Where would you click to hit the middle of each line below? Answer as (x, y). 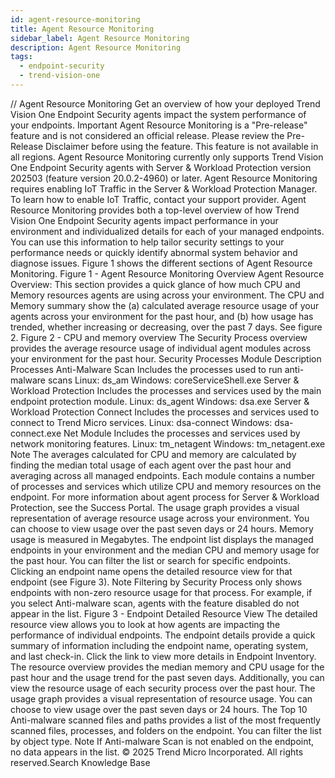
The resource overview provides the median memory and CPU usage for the (167, 667)
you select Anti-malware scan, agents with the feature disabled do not (155, 603)
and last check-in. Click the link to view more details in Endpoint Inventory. (163, 656)
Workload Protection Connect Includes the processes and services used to (165, 412)
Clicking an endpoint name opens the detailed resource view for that (151, 571)
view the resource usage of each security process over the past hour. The (163, 688)
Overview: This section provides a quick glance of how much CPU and (155, 284)
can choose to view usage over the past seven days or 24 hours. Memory (162, 528)
